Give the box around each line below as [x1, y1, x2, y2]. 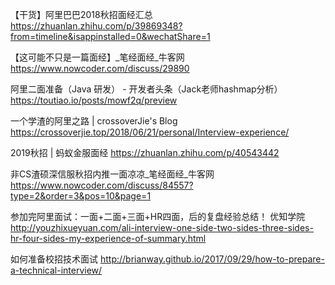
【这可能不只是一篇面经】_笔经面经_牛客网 [10, 51, 185, 63]
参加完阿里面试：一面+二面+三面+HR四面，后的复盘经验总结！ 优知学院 [10, 211, 306, 222]
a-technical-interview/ [10, 264, 103, 276]
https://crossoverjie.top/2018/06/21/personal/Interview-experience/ [10, 126, 290, 138]
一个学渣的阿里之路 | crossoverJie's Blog [10, 115, 178, 127]
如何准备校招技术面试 [10, 253, 98, 265]
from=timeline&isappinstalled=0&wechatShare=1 [10, 31, 211, 42]
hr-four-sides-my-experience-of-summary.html [10, 233, 207, 244]
